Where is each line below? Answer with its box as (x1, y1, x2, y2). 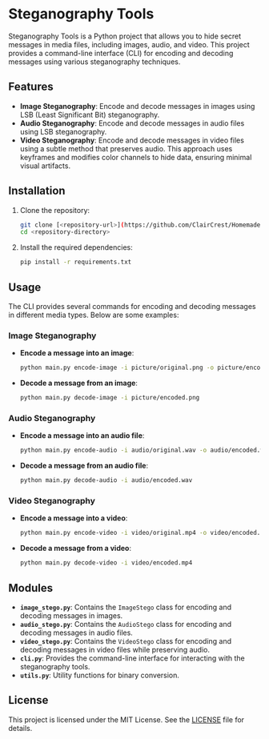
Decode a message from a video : (19, 544, 132, 553)
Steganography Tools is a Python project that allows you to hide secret (8, 31, 242, 41)
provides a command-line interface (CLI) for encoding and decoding (8, 48, 234, 58)
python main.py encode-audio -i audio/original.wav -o (19, 446, 207, 455)
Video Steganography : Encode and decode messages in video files (19, 135, 244, 145)
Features (8, 80, 54, 94)
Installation (8, 184, 66, 198)
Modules (8, 581, 54, 595)
